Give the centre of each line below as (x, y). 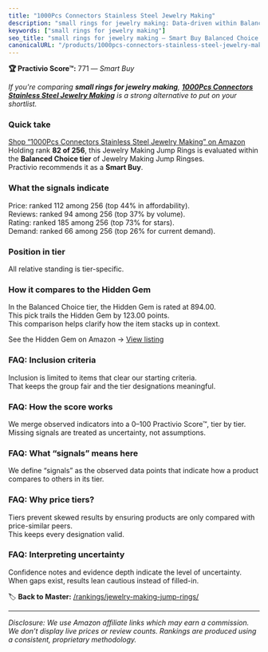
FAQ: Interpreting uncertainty (67, 555)
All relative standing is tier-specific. (66, 269)
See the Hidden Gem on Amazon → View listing (86, 339)
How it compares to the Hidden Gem (80, 290)
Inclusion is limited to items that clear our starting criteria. (102, 377)
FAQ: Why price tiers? (51, 500)
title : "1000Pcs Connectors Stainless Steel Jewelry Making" (112, 16)
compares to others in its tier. (56, 479)
